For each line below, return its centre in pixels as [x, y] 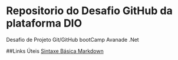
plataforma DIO [44, 23]
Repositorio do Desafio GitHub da [89, 11]
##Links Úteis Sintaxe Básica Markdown [55, 51]
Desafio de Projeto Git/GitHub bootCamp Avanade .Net [73, 39]
